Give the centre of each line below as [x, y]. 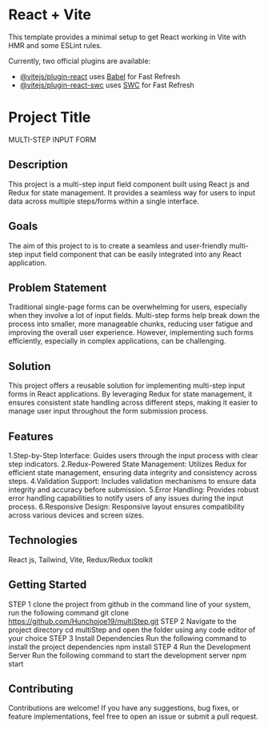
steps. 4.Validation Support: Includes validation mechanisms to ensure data [132, 481]
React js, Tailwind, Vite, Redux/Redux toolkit [81, 559]
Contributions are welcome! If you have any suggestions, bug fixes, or [124, 708]
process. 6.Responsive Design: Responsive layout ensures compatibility [127, 506]
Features [31, 436]
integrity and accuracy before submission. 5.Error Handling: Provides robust [134, 489]
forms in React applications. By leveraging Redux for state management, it [130, 394]
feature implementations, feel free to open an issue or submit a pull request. [133, 717]
